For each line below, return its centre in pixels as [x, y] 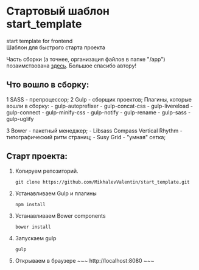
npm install [30, 204]
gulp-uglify [20, 119]
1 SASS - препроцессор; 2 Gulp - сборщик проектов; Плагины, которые [99, 99]
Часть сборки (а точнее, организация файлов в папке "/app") [86, 59]
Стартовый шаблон [58, 11]
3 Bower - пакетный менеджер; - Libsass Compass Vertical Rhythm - [94, 130]
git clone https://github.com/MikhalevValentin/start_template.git [102, 182]
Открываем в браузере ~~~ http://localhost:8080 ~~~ [85, 260]
